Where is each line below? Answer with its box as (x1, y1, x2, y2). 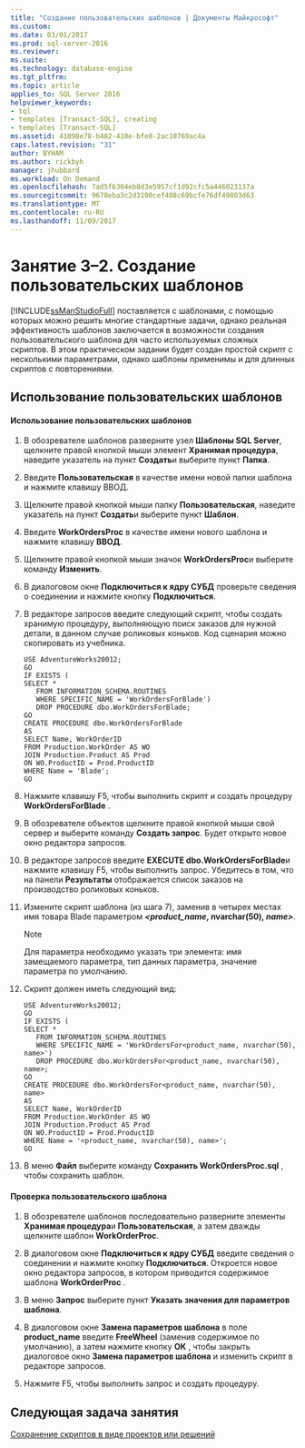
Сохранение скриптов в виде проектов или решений (10, 1429, 216, 1440)
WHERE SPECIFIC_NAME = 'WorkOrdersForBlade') (35, 695, 212, 704)
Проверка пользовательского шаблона (10, 1190, 167, 1201)
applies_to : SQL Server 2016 (10, 89, 121, 98)
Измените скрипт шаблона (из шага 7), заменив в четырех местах (23, 902, 282, 913)
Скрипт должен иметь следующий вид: (23, 984, 177, 995)
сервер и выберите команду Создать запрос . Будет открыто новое (23, 827, 287, 838)
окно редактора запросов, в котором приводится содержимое (23, 1267, 269, 1279)
